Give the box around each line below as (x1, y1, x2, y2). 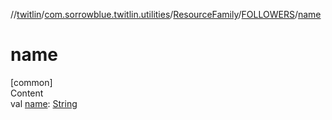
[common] (10, 76, 53, 88)
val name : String (10, 97, 78, 109)
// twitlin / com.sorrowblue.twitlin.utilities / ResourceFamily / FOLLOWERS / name (10, 9, 322, 20)
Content (10, 87, 44, 99)
